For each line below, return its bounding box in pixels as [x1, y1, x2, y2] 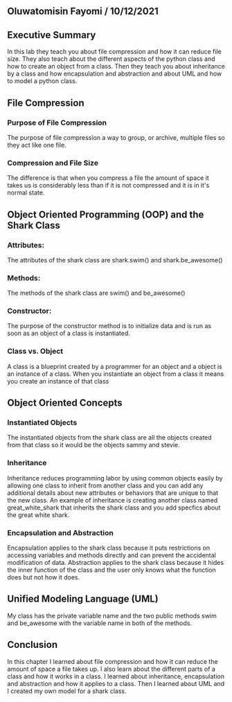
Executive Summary [7, 29, 96, 41]
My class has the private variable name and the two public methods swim [7, 611, 217, 620]
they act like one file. [7, 141, 67, 149]
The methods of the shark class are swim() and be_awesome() [7, 289, 186, 297]
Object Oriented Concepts [7, 397, 123, 409]
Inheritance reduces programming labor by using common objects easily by [7, 474, 223, 482]
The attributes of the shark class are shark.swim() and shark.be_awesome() [7, 255, 223, 264]
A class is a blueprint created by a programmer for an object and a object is [7, 362, 223, 370]
